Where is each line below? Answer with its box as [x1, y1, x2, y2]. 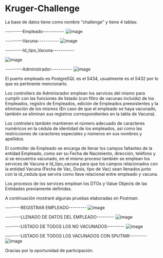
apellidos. [5, 136, 25, 142]
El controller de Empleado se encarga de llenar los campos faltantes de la [5, 145, 152, 151]
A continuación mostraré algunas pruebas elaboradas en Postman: [5, 195, 139, 201]
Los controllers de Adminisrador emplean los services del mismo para [5, 90, 145, 96]
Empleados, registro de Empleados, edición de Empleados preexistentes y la [5, 100, 159, 106]
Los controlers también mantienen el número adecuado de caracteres [5, 120, 145, 126]
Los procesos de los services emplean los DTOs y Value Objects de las [5, 181, 147, 186]
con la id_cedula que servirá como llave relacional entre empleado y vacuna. [5, 171, 158, 177]
